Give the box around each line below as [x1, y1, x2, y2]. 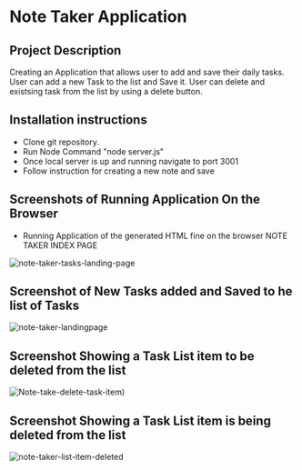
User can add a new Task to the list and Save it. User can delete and [9, 76, 266, 87]
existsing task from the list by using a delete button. [9, 86, 203, 96]
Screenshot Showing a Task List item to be [9, 348, 255, 364]
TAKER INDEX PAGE [22, 239, 98, 251]
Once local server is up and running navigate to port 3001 [22, 155, 239, 166]
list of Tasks [9, 298, 80, 314]
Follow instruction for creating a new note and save [22, 165, 216, 176]
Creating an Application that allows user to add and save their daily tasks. [9, 66, 285, 77]
